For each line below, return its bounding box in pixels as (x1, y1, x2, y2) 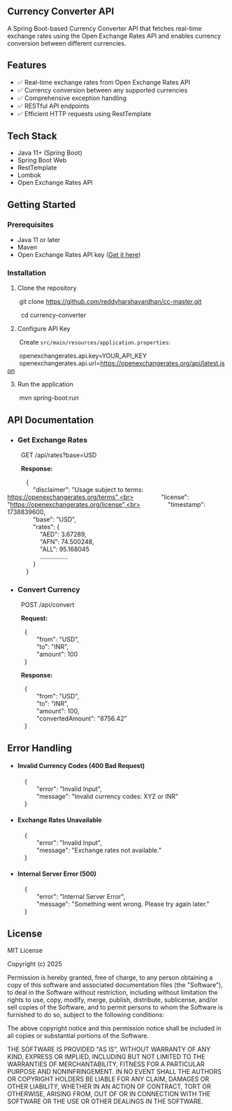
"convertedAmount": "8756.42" (36, 714, 127, 723)
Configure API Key (17, 325, 71, 333)
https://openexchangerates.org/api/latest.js (100, 359, 225, 368)
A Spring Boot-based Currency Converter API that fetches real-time (7, 24, 202, 32)
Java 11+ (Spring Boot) (17, 148, 82, 157)
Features (7, 60, 47, 71)
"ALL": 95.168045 (39, 545, 89, 554)
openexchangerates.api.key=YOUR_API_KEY (19, 351, 147, 360)
